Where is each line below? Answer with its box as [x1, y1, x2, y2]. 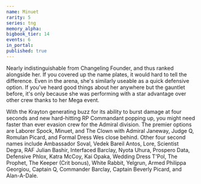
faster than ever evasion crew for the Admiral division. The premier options [6, 121, 192, 128]
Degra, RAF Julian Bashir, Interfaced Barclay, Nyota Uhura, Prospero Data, [6, 146, 190, 153]
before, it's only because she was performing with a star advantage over [6, 90, 187, 97]
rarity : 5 [6, 14, 31, 20]
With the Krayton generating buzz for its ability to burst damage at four [6, 108, 182, 115]
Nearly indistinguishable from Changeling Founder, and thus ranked [6, 64, 174, 72]
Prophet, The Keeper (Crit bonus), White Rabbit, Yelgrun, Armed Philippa [6, 159, 187, 166]
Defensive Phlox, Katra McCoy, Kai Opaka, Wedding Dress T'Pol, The [6, 153, 178, 160]
